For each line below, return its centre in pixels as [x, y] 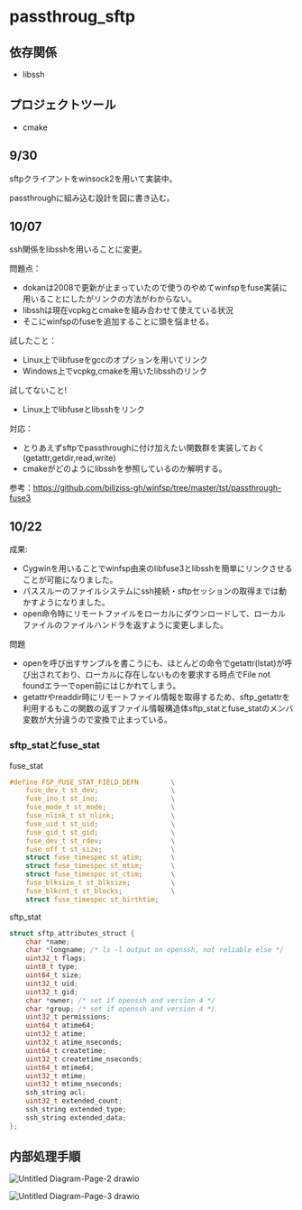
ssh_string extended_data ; [76, 1118]
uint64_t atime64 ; [60, 1026]
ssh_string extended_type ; [76, 1110]
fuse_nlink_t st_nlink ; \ [101, 816]
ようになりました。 [74, 603]
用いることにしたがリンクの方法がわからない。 [109, 299]
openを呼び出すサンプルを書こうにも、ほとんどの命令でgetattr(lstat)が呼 [157, 663]
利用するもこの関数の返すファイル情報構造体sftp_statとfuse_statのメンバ [158, 708]
